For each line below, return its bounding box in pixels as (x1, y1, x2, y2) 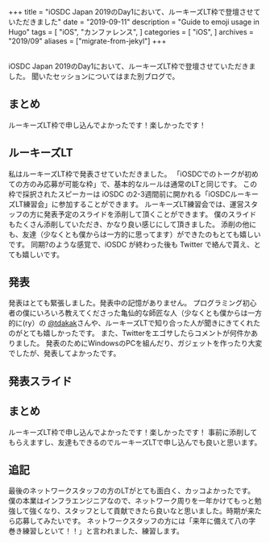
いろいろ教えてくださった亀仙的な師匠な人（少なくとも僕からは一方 (35, 309, 262, 318)
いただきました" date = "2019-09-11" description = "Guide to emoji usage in (8, 17, 260, 27)
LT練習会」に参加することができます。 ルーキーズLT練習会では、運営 (15, 199, 244, 209)
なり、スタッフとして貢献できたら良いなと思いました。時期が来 (43, 506, 255, 516)
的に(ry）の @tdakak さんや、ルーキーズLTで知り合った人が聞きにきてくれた (8, 318, 261, 328)
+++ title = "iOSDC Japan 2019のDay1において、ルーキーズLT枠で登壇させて (8, 7, 261, 16)
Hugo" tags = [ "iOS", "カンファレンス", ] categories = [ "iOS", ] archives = (8, 27, 254, 36)
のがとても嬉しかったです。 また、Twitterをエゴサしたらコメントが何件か (8, 329, 251, 338)
